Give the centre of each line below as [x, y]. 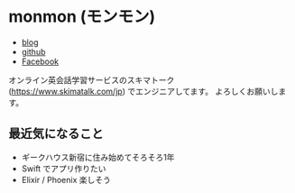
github [33, 51]
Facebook [40, 61]
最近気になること [56, 134]
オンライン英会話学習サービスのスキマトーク [92, 79]
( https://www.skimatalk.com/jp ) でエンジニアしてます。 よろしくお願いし [143, 91]
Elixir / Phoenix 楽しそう [66, 179]
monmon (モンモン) [82, 17]
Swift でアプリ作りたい [64, 168]
